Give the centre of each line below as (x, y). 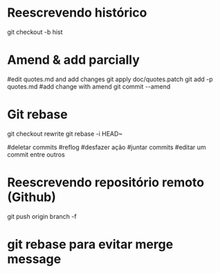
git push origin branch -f (42, 216)
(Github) (32, 197)
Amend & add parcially (74, 60)
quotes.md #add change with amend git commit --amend (89, 86)
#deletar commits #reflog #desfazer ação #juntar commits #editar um (107, 147)
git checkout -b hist (35, 32)
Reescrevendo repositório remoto (106, 182)
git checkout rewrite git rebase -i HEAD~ (65, 134)
